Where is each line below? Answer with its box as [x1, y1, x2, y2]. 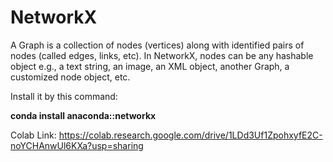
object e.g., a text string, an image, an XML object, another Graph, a [10, 60, 290, 72]
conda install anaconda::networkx [10, 109, 157, 121]
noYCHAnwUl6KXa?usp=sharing [10, 139, 144, 151]
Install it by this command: [10, 90, 118, 102]
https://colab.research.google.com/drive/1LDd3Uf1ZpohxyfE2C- [58, 129, 323, 141]
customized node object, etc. [10, 71, 131, 83]
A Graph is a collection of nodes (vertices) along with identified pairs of [10, 39, 305, 51]
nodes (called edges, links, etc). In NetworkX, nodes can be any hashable [10, 49, 314, 61]
